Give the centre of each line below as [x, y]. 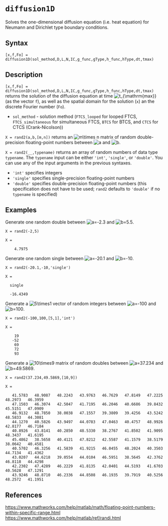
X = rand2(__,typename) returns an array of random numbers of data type [81, 152]
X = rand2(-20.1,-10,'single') [38, 268]
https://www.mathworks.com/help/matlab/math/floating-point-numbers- [80, 507]
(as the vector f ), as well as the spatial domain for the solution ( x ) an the [80, 101]
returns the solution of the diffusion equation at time [59, 96]
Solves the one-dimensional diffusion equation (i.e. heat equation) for [77, 22]
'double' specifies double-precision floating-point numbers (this [79, 183]
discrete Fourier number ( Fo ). [35, 106]
